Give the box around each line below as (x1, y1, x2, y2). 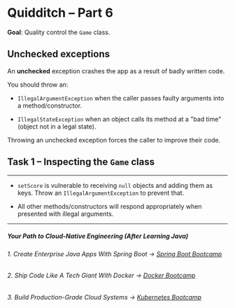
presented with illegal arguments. (17, 210, 114, 218)
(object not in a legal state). (17, 122, 97, 131)
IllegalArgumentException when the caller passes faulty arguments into (17, 94, 225, 102)
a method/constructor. (17, 101, 83, 110)
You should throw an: (7, 80, 69, 89)
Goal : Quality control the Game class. (7, 28, 111, 36)
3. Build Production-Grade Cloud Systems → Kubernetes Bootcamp (7, 293, 201, 301)
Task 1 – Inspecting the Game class (7, 156, 155, 168)
